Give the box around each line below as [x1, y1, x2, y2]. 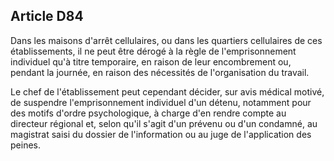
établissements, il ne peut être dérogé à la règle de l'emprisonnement [10, 45, 297, 57]
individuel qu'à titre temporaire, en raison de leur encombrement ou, [10, 55, 292, 68]
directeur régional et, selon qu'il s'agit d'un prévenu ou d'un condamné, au [10, 117, 318, 129]
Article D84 [10, 8, 84, 25]
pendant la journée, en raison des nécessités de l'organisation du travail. [10, 66, 310, 78]
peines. [10, 139, 41, 151]
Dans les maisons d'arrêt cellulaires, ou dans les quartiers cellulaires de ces [10, 34, 323, 46]
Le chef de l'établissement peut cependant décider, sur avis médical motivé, [10, 85, 325, 98]
